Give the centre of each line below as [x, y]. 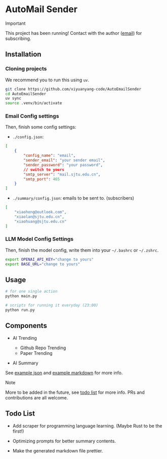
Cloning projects [26, 69]
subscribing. [18, 38]
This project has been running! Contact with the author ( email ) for [74, 33]
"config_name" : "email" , [50, 156]
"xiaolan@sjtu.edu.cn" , [39, 217]
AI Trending [25, 338]
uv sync [13, 99]
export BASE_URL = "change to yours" [43, 264]
